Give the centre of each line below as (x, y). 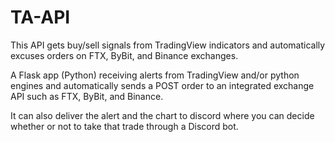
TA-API (40, 17)
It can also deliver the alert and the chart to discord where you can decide (162, 115)
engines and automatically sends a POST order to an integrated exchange (162, 85)
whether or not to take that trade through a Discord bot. (124, 126)
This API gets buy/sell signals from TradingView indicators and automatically (168, 45)
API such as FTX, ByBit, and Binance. (87, 96)
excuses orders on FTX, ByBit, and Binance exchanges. (124, 55)
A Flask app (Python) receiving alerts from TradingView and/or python (155, 75)
